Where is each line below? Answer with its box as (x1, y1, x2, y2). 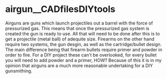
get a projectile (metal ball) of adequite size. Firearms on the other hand (5, 36, 155, 42)
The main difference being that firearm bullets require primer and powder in (5, 46, 162, 52)
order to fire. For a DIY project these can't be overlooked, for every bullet (5, 51, 157, 58)
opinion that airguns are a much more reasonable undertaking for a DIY (5, 62, 153, 68)
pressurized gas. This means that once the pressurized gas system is (5, 25, 150, 31)
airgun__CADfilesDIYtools (5, 3, 116, 15)
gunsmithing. (5, 67, 33, 73)
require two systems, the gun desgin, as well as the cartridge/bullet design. (5, 41, 162, 47)
